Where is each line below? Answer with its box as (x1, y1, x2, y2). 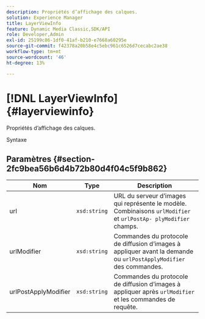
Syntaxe (6, 136, 27, 144)
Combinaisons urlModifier (113, 207, 191, 216)
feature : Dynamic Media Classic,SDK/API (6, 26, 111, 32)
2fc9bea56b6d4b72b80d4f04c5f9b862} (6, 163, 168, 174)
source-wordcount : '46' (6, 54, 67, 60)
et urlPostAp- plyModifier (113, 214, 190, 223)
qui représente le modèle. (113, 199, 187, 208)
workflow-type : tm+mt (6, 49, 62, 55)
